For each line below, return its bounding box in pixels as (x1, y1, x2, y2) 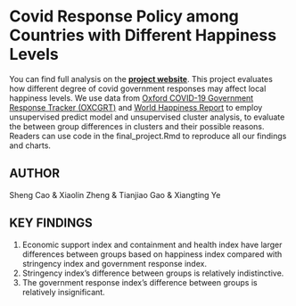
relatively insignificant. (21, 286, 105, 297)
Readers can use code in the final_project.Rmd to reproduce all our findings (9, 130, 287, 141)
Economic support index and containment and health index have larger (21, 239, 283, 250)
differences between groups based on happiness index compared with (21, 248, 283, 260)
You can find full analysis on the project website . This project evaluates (9, 73, 274, 84)
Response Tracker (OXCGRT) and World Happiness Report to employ (9, 102, 263, 112)
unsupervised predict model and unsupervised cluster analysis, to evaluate (9, 112, 285, 122)
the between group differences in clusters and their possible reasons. (9, 120, 265, 131)
